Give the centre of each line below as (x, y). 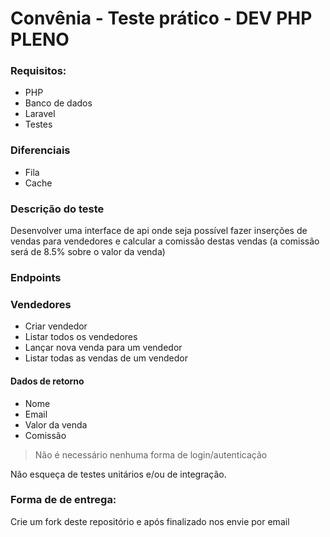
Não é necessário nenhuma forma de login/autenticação (151, 454)
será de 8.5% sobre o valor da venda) (88, 252)
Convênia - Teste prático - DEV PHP (161, 18)
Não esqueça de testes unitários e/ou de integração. (118, 474)
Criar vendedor (56, 326)
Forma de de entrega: (63, 500)
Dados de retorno (47, 381)
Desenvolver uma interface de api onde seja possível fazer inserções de (159, 231)
